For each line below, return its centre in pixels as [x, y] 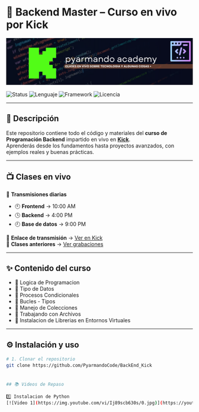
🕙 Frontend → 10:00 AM [45, 206]
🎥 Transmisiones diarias [36, 194]
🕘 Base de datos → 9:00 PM [50, 224]
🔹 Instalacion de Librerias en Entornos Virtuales [73, 320]
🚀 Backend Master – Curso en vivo [92, 12]
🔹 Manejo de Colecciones [46, 308]
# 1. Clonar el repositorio [41, 359]
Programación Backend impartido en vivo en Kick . [68, 139]
